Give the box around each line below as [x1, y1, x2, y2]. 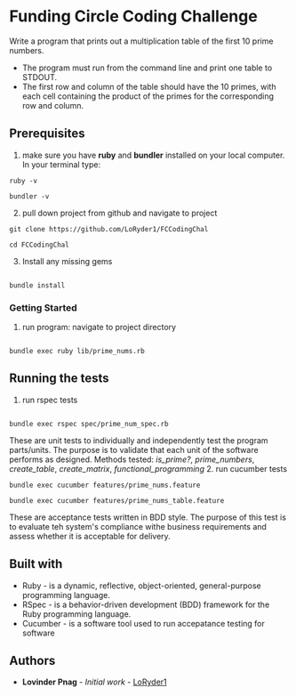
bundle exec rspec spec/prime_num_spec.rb [9, 419, 169, 428]
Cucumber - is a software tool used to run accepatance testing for [21, 618, 265, 628]
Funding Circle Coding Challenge [9, 6, 258, 27]
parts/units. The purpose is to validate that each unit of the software [9, 444, 260, 455]
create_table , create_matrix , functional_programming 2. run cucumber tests [9, 463, 287, 473]
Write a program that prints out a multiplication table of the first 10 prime [9, 36, 274, 46]
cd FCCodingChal [9, 240, 69, 249]
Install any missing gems [21, 255, 113, 266]
